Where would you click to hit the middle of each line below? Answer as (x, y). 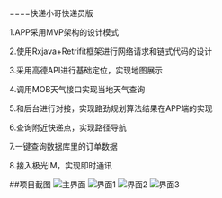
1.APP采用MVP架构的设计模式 (64, 32)
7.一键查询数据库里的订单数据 (64, 146)
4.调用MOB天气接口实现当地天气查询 (77, 89)
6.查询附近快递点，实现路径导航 (68, 127)
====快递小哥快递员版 (52, 13)
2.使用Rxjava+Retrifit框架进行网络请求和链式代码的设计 (111, 51)
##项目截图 (30, 185)
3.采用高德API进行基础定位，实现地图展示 (86, 70)
